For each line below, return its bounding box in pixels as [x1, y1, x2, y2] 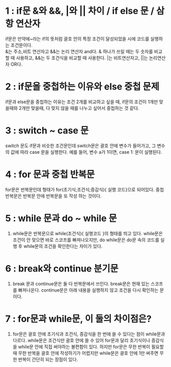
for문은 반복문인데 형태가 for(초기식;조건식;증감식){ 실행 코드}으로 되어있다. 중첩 [5, 186, 164, 192]
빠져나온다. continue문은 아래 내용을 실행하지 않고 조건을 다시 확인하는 [18, 287, 159, 293]
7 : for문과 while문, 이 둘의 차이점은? [5, 313, 152, 324]
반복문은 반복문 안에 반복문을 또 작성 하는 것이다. [5, 192, 102, 199]
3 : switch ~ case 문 [5, 125, 89, 136]
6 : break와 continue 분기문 [5, 263, 119, 274]
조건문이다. [10, 42, 33, 48]
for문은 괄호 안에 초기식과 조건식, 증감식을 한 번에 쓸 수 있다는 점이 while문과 [12, 331, 165, 337]
